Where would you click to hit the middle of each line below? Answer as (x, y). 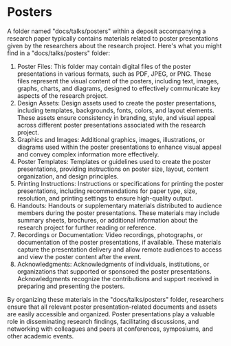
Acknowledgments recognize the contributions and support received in (118, 278)
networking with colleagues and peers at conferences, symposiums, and (110, 329)
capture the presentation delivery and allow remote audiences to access (119, 250)
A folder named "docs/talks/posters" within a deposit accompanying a (107, 31)
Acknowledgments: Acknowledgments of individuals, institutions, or (113, 264)
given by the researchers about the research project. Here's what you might (114, 45)
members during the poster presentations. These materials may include (118, 213)
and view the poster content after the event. (79, 256)
